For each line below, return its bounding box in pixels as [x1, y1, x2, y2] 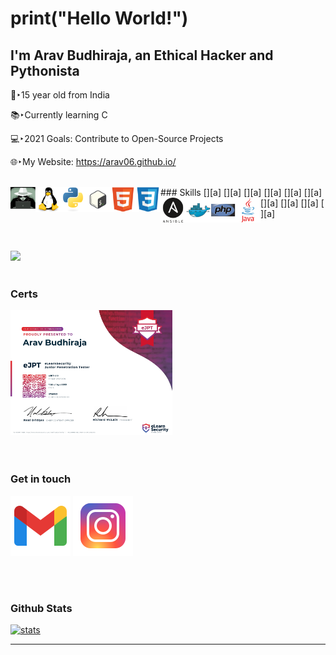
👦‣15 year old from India [10, 89, 110, 101]
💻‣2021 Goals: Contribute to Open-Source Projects [10, 133, 224, 144]
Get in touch [10, 472, 72, 486]
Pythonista [10, 62, 80, 79]
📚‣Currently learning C [10, 109, 108, 121]
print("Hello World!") [10, 7, 189, 30]
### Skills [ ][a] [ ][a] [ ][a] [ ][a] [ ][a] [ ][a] [160, 187, 323, 198]
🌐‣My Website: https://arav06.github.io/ [10, 156, 177, 167]
